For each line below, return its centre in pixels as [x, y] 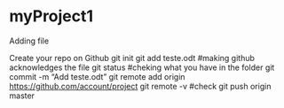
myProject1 [51, 16]
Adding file [29, 41]
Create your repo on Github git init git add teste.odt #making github [132, 58]
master [22, 96]
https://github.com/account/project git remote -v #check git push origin [140, 86]
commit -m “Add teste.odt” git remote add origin [97, 76]
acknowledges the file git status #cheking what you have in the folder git [142, 67]
